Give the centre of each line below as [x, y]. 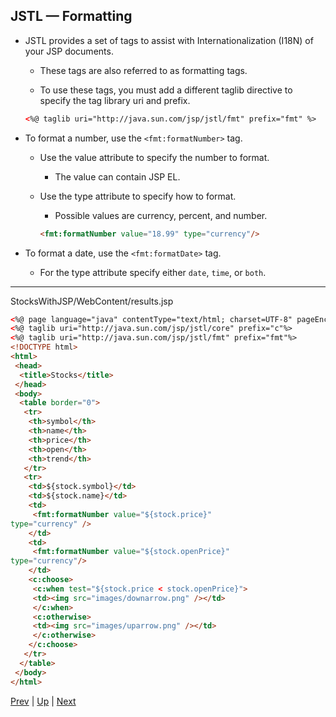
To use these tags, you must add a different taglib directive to [166, 90]
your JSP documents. [69, 51]
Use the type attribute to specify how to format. [138, 196]
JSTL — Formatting [71, 16]
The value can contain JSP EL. [117, 176]
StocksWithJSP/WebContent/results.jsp [92, 301]
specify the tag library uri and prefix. [115, 100]
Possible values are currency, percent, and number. [161, 215]
